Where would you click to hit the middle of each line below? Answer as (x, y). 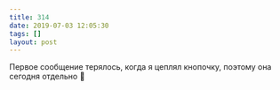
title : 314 (29, 17)
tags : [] (25, 34)
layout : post (33, 42)
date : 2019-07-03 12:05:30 (59, 26)
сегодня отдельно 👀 (47, 77)
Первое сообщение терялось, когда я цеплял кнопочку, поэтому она (140, 67)
